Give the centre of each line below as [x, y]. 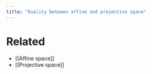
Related [26, 41]
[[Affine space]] [35, 58]
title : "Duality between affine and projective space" [76, 12]
